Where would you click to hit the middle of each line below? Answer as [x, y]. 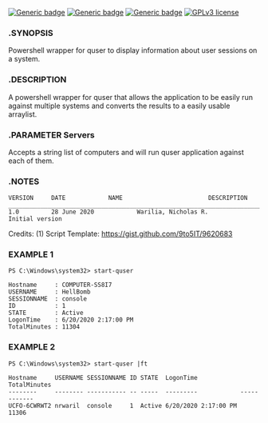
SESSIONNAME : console [48, 299]
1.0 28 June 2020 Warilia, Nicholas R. [108, 212]
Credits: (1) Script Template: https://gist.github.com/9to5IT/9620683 [120, 234]
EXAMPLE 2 [32, 347]
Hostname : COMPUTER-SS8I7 [60, 285]
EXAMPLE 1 [31, 254]
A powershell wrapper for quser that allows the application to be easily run [131, 97]
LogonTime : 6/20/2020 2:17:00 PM [71, 320]
